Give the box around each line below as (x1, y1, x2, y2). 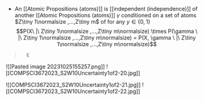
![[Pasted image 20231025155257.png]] (6, 63, 105, 70)
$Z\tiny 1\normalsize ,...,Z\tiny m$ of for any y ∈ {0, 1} (14, 18, 151, 25)
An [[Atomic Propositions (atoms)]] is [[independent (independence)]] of (14, 5, 198, 12)
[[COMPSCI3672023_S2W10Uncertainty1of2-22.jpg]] (6, 88, 140, 95)
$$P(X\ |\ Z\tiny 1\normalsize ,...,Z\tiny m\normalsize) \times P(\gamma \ (16, 27, 198, 35)
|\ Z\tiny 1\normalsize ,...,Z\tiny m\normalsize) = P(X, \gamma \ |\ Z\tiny (18, 34, 196, 41)
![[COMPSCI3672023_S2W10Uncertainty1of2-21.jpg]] (6, 82, 141, 88)
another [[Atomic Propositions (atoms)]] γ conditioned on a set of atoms (14, 12, 197, 19)
